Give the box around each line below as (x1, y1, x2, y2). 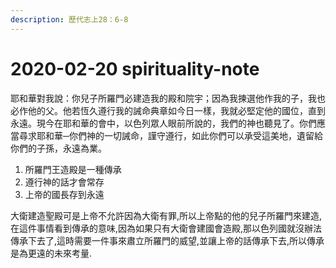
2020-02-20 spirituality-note (10, 57, 260, 80)
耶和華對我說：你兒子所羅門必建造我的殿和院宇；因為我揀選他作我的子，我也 (10, 92, 326, 104)
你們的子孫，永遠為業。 (10, 142, 107, 154)
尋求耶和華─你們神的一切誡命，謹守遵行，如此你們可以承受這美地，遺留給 (18, 129, 323, 141)
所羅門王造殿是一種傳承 (24, 163, 122, 175)
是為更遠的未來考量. (10, 247, 93, 259)
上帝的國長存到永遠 (24, 188, 105, 200)
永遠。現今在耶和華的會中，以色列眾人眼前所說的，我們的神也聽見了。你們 (10, 117, 317, 129)
